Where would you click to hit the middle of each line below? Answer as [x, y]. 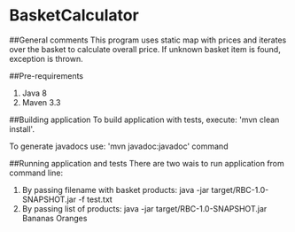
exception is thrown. [46, 58]
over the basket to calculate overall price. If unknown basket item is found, [145, 49]
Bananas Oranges [54, 218]
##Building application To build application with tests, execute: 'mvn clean [144, 120]
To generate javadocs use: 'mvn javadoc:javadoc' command [119, 146]
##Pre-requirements [47, 75]
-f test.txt [95, 199]
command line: [36, 173]
